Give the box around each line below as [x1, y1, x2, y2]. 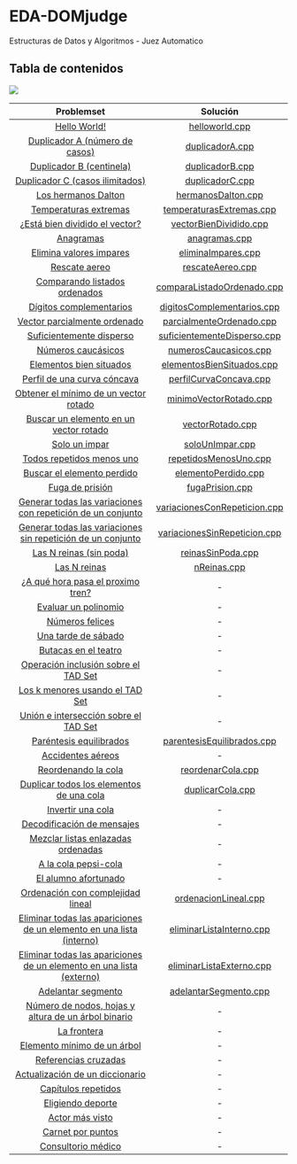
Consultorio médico [39, 1140, 122, 1152]
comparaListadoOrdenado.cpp [156, 281, 284, 293]
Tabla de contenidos [9, 61, 124, 76]
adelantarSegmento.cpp [169, 985, 270, 997]
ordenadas [57, 843, 103, 856]
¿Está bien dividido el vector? [19, 217, 141, 229]
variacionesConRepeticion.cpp [156, 501, 284, 513]
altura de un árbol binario [27, 1010, 133, 1022]
